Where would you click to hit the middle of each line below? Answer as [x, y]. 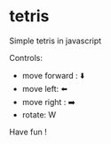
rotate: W [39, 114]
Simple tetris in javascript [55, 41]
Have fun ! [28, 132]
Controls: [26, 57]
